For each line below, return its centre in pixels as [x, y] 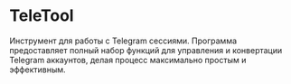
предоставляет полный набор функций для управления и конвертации [146, 50]
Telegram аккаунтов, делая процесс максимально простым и [128, 60]
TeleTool [42, 16]
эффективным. [38, 70]
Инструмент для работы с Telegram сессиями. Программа [123, 41]
